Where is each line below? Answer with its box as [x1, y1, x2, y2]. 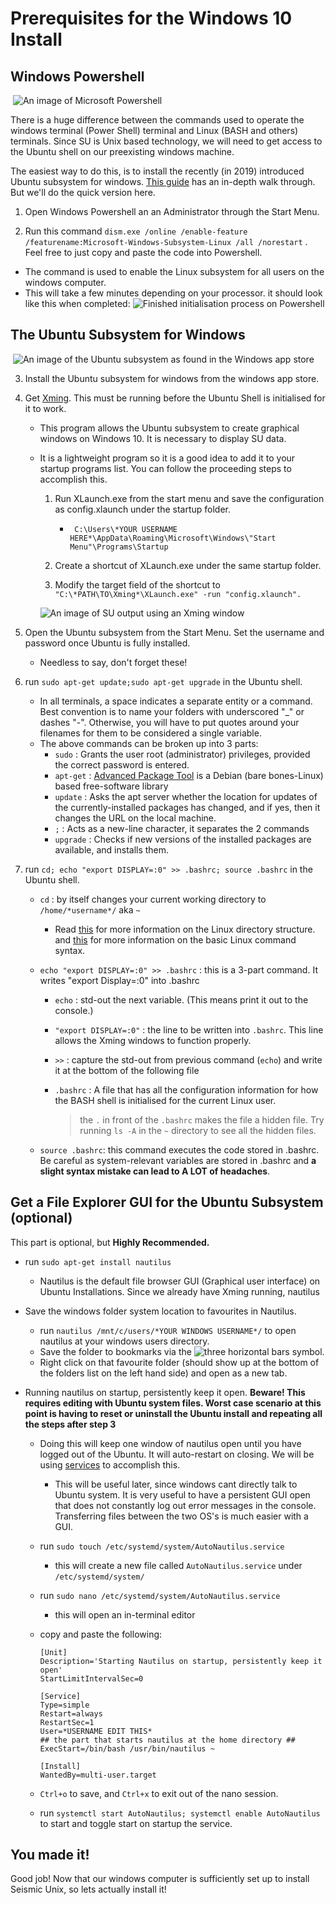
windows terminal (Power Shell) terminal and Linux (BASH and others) [10, 125, 299, 136]
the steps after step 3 [24, 1418, 117, 1430]
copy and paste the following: [39, 1628, 163, 1640]
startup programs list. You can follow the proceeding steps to [39, 462, 292, 474]
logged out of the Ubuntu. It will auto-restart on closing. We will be [39, 1448, 315, 1460]
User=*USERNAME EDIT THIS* [39, 1726, 153, 1736]
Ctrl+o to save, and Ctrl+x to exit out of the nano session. [39, 1787, 279, 1799]
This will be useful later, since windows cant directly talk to [54, 1478, 298, 1490]
